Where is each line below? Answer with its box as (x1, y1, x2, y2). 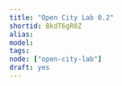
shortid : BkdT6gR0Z (9, 21, 83, 30)
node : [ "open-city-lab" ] (9, 55, 102, 64)
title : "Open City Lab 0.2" (9, 13, 115, 22)
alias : (9, 30, 34, 39)
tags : (9, 47, 30, 56)
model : (9, 38, 34, 47)
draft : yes (9, 64, 50, 73)
